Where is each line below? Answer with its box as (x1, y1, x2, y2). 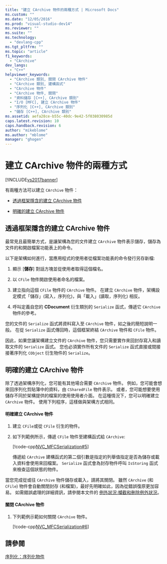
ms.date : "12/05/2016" (5, 16, 52, 21)
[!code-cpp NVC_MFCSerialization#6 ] (12, 524, 89, 530)
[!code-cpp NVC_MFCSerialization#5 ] (12, 443, 89, 449)
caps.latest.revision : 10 (5, 118, 59, 124)
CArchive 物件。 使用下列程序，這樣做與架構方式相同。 (5, 399, 118, 405)
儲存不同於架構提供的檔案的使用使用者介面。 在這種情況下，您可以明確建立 (5, 392, 160, 399)
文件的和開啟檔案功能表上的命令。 (5, 245, 75, 251)
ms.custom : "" (5, 12, 35, 17)
